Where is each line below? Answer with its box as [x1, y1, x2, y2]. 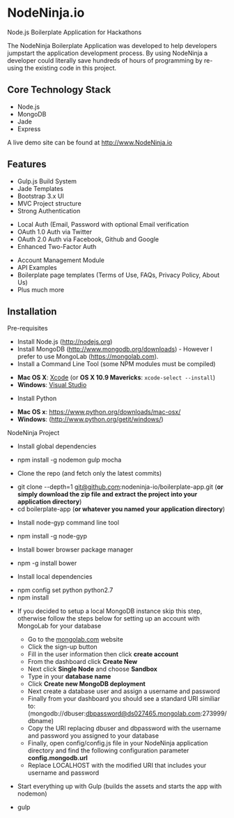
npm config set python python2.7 [17, 586, 114, 594]
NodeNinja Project [7, 429, 60, 437]
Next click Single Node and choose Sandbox [27, 665, 158, 674]
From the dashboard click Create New [27, 658, 138, 666]
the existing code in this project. [24, 63, 117, 72]
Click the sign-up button [27, 643, 97, 651]
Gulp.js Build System [17, 176, 77, 185]
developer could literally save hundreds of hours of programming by [7, 56, 203, 64]
